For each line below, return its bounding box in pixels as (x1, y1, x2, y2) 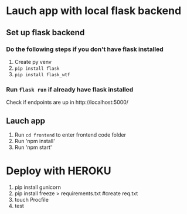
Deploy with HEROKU (6, 164, 111, 178)
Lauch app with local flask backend (6, 4, 182, 18)
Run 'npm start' (14, 144, 52, 151)
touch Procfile (14, 196, 49, 203)
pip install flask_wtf (14, 72, 70, 77)
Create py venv (14, 58, 52, 65)
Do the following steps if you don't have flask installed (6, 45, 164, 53)
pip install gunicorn (14, 184, 62, 191)
